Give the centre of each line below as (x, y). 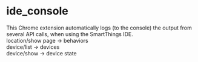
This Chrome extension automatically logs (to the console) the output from (99, 28)
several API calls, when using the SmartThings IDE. (70, 34)
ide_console (37, 11)
